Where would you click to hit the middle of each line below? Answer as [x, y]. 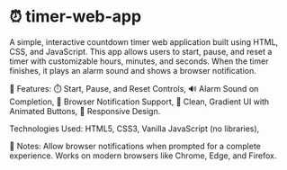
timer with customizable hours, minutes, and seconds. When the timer [139, 61]
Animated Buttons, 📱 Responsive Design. [85, 111]
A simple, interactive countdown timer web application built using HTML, [144, 41]
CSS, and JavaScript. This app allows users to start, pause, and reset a [141, 51]
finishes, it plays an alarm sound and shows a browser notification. [133, 70]
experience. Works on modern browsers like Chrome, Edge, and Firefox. [143, 156]
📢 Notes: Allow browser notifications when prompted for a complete [135, 146]
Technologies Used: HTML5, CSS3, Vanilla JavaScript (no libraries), [135, 129]
